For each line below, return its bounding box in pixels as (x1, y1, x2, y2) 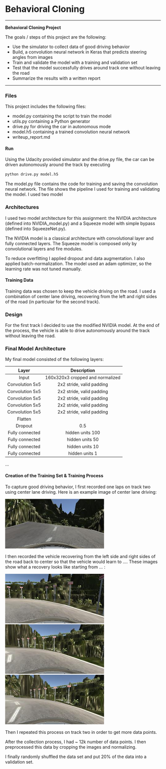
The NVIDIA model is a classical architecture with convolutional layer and (5, 235, 154, 241)
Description (70, 367, 95, 373)
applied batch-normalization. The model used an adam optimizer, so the (5, 260, 152, 266)
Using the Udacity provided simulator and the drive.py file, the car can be (5, 156, 155, 162)
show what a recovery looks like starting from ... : (5, 564, 105, 570)
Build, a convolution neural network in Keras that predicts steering (12, 49, 147, 55)
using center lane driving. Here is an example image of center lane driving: (5, 489, 157, 495)
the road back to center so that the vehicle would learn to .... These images (5, 559, 158, 564)
